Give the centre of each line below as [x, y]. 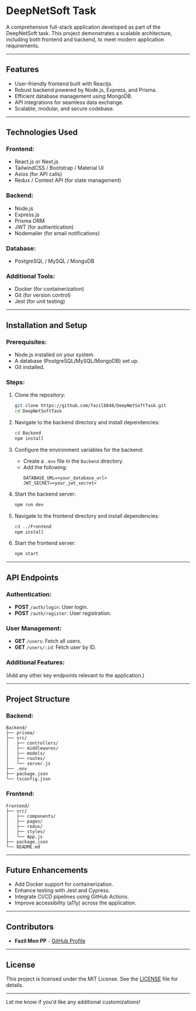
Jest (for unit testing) [40, 301]
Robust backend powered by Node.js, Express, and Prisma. [86, 90]
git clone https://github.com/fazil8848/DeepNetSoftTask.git [90, 406]
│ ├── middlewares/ [32, 748]
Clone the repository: [40, 395]
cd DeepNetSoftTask [38, 411]
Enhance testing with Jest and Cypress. [62, 890]
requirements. [23, 46]
